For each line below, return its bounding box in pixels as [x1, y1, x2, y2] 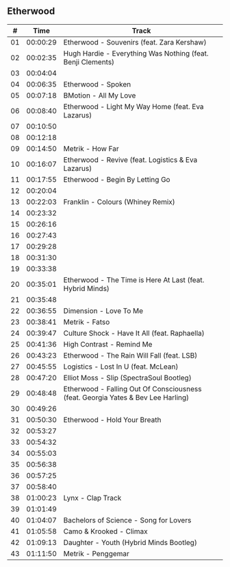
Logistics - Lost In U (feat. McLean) [63, 362, 179, 371]
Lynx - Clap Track [63, 493, 122, 502]
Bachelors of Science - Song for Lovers [63, 515, 192, 524]
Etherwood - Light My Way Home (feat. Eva [63, 102, 204, 111]
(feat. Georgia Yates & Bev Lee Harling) [63, 393, 190, 402]
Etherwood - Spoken [63, 79, 131, 89]
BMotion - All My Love [63, 91, 136, 100]
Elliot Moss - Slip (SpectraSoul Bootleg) [63, 373, 192, 382]
